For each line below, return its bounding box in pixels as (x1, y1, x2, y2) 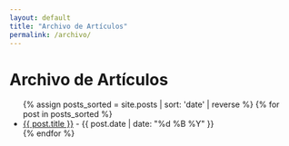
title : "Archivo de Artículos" (9, 22, 128, 31)
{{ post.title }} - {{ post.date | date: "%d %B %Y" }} (22, 119, 214, 130)
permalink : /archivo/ (9, 30, 92, 39)
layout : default (9, 13, 71, 23)
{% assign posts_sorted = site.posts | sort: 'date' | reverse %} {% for (22, 99, 280, 110)
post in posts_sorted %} (22, 109, 113, 120)
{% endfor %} (22, 128, 75, 139)
